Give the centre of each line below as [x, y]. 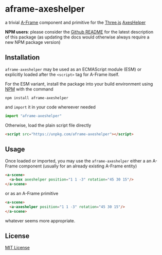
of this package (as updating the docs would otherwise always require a [77, 37]
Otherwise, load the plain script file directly [48, 125]
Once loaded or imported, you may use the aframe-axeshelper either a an [78, 161]
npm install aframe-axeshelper [37, 98]
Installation [22, 58]
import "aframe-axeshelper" [34, 116]
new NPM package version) [33, 42]
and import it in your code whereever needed [50, 107]
